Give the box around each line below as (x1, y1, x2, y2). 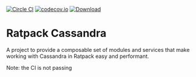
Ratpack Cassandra (6, 27, 107, 40)
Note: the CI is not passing (6, 64, 72, 71)
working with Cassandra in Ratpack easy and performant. (6, 53, 150, 60)
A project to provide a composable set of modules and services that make (6, 46, 190, 53)
